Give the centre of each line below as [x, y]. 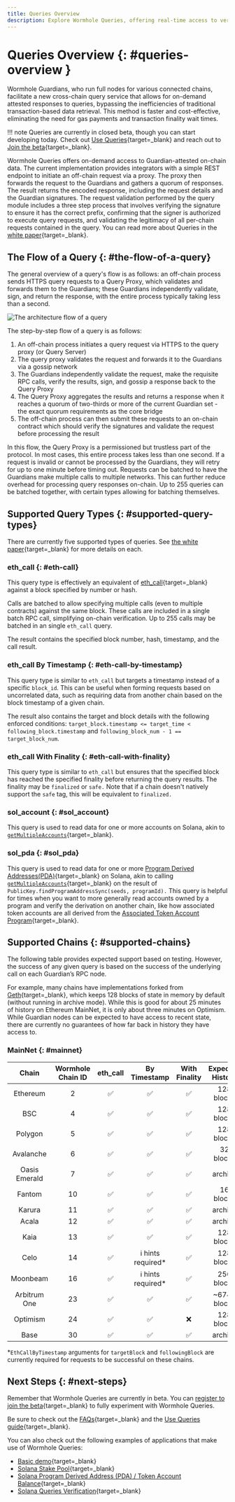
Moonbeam [30, 1278]
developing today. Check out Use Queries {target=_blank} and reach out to [114, 140]
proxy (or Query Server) [52, 352]
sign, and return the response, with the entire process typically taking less [114, 296]
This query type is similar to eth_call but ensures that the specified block [113, 771]
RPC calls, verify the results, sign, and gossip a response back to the [116, 381]
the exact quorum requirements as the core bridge [90, 412]
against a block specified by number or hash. [72, 590]
